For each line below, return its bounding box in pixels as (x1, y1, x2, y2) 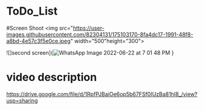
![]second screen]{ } (6, 49, 174, 56)
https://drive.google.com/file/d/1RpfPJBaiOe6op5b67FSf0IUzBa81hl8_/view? (6, 90, 198, 98)
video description (6, 70, 97, 84)
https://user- (72, 24, 105, 32)
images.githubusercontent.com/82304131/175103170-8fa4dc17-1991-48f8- (6, 30, 194, 38)
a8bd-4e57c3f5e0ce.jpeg (6, 37, 71, 44)
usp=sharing (6, 97, 38, 104)
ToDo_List (6, 4, 58, 18)
